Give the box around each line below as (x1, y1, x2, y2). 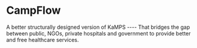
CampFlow (6, 4, 61, 17)
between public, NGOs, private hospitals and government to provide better (6, 29, 191, 37)
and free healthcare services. (6, 36, 79, 43)
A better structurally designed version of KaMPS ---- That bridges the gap (6, 23, 190, 31)
